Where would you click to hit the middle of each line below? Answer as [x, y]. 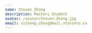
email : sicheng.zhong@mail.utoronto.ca [46, 23]
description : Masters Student [36, 14]
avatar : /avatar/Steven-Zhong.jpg [41, 18]
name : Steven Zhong [25, 9]
